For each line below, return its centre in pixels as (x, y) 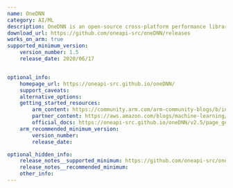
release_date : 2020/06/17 (57, 59)
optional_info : (29, 77)
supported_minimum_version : (48, 46)
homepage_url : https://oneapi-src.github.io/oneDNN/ (97, 84)
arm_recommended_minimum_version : (69, 129)
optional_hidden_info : (40, 154)
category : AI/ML (31, 20)
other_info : (37, 174)
